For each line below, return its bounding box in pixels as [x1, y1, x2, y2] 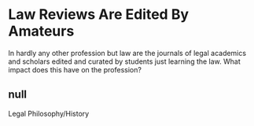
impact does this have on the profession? [8, 65, 142, 74]
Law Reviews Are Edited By [8, 6, 190, 24]
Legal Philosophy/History [8, 109, 90, 118]
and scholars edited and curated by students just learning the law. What [8, 57, 241, 66]
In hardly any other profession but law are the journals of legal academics [8, 48, 246, 57]
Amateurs [8, 22, 75, 40]
